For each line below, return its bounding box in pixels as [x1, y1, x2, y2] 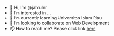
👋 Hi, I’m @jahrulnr [9, 5, 47, 10]
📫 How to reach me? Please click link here [9, 26, 96, 31]
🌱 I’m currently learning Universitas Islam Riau [9, 15, 102, 20]
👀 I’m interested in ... [9, 10, 51, 16]
